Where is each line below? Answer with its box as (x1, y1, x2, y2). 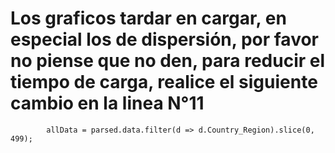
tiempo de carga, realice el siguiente (10, 71, 318, 94)
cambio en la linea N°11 (10, 92, 205, 115)
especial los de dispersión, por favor (10, 28, 319, 51)
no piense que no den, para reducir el (10, 50, 326, 72)
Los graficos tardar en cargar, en (10, 7, 287, 30)
